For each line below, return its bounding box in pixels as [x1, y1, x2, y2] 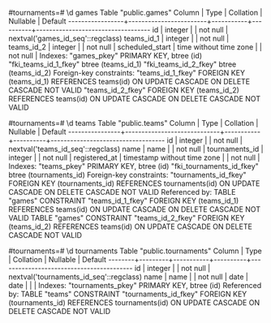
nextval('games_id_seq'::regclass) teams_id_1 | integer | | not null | [8, 33, 230, 43]
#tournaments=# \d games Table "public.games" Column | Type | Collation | [8, 8, 263, 17]
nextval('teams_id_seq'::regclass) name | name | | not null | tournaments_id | [8, 144, 264, 153]
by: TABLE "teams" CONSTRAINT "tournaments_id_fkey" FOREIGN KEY [8, 289, 247, 299]
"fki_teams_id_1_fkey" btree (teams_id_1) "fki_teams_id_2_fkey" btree [8, 59, 237, 69]
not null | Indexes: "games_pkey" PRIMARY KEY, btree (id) [8, 51, 203, 60]
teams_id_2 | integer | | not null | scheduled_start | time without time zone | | [8, 42, 262, 52]
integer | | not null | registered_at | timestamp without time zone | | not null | [8, 153, 260, 162]
